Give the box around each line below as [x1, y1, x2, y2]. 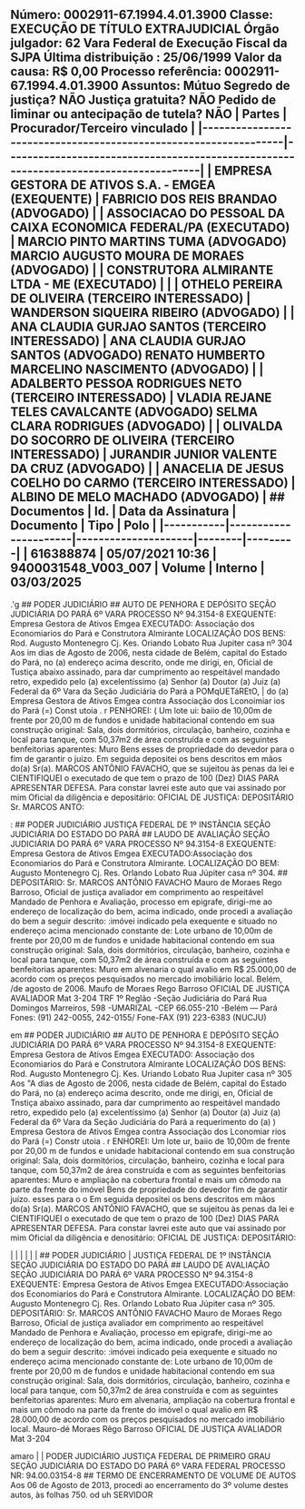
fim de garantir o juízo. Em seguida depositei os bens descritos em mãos [10, 753, 282, 764]
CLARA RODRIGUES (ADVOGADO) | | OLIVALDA [10, 419, 283, 434]
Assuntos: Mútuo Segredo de [121, 78, 290, 94]
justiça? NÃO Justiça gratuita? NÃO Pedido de [10, 93, 277, 108]
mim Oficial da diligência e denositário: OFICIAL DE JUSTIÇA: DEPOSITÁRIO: [10, 1232, 297, 1243]
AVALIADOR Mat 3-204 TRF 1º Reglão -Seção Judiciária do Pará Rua [10, 992, 267, 1003]
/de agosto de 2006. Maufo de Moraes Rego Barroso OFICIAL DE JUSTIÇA [10, 982, 290, 993]
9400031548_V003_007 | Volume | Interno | [10, 560, 266, 576]
